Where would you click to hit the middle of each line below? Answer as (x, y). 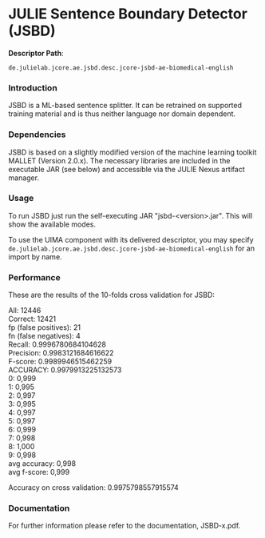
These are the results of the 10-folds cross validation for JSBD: (112, 295)
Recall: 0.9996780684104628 (57, 344)
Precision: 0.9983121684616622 (61, 353)
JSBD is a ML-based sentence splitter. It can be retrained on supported (125, 106)
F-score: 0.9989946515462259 (60, 362)
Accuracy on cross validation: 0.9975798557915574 (94, 488)
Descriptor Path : (36, 53)
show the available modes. (52, 224)
